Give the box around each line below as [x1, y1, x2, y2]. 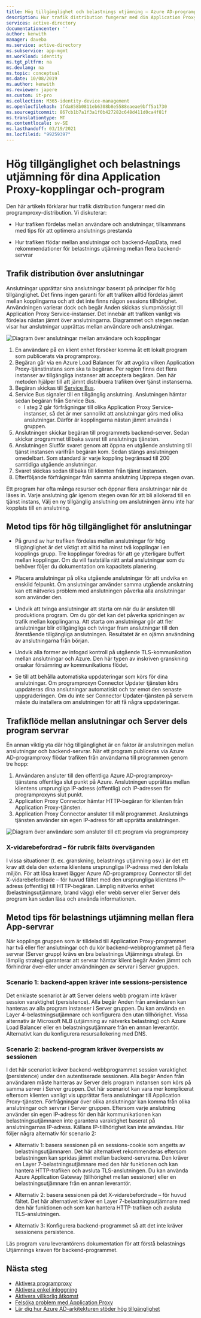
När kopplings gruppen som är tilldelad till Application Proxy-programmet [6, 938, 187, 945]
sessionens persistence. [14, 1228, 75, 1235]
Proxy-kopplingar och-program [6, 183, 165, 197]
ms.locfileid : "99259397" [6, 131, 71, 138]
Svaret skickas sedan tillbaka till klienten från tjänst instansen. [14, 467, 168, 474]
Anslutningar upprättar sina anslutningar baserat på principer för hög [6, 284, 176, 291]
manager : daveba [6, 37, 47, 43]
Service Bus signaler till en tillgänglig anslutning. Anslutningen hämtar [14, 390, 187, 398]
